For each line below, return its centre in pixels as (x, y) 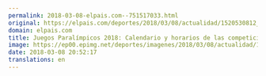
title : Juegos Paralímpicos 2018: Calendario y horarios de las (116, 38)
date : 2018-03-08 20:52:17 (53, 52)
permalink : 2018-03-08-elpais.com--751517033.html (93, 15)
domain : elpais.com (40, 30)
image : (19, 45)
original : (25, 23)
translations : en (37, 60)
